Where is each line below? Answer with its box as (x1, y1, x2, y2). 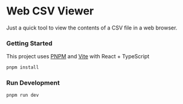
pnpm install (6, 64, 39, 70)
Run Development (6, 79, 60, 87)
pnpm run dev (6, 92, 39, 99)
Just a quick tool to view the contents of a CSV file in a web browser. (6, 24, 178, 31)
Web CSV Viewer (6, 4, 94, 18)
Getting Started (6, 39, 53, 47)
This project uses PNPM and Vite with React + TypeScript (6, 53, 150, 60)
